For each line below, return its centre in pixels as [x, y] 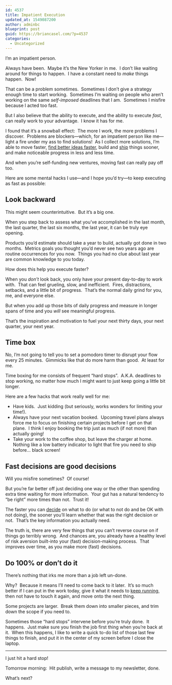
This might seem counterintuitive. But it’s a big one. [60, 212]
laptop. [13, 643]
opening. [15, 233]
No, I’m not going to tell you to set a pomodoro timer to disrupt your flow [81, 355]
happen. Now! [21, 79]
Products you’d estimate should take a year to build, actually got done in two [86, 243]
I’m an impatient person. [31, 58]
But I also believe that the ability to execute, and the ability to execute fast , [84, 115]
